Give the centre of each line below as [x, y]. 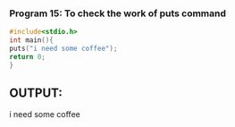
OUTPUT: [36, 93]
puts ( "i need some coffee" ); [63, 49]
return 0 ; [28, 56]
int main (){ [31, 40]
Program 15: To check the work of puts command [117, 13]
